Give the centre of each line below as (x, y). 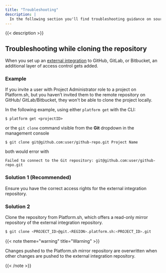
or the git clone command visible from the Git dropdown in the (70, 128)
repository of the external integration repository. (54, 223)
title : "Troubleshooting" (32, 10)
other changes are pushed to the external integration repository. (70, 256)
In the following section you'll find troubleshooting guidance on (81, 19)
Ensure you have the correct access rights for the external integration (76, 188)
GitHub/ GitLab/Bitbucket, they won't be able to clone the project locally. (79, 100)
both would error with (27, 151)
